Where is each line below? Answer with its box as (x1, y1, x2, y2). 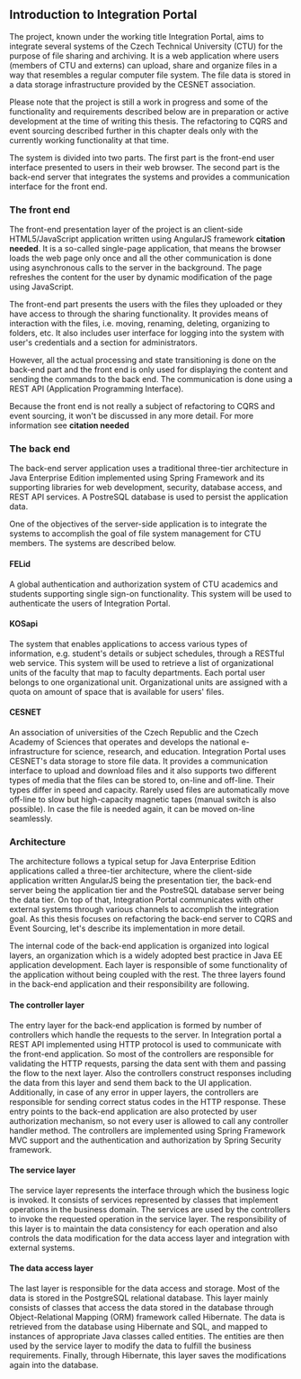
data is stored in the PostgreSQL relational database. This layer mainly (9, 1292, 269, 1303)
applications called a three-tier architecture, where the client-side (9, 865, 252, 877)
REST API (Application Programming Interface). (9, 383, 184, 395)
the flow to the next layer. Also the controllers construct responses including (9, 1067, 292, 1078)
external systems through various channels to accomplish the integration (9, 904, 279, 915)
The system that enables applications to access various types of (9, 638, 248, 649)
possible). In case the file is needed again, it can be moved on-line (9, 804, 255, 815)
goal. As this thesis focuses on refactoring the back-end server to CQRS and (9, 914, 293, 925)
